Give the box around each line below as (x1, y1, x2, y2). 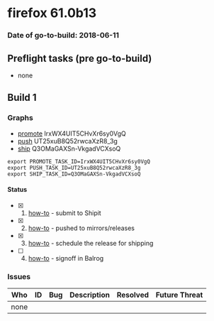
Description (69, 290, 110, 300)
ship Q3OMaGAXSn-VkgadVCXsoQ (17, 144, 121, 153)
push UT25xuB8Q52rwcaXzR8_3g (17, 136, 118, 145)
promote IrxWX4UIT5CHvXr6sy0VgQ (17, 129, 126, 138)
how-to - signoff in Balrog (28, 254, 104, 262)
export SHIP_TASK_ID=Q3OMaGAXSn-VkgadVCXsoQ (7, 170, 141, 178)
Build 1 (7, 92, 37, 104)
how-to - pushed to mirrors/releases (28, 224, 135, 232)
